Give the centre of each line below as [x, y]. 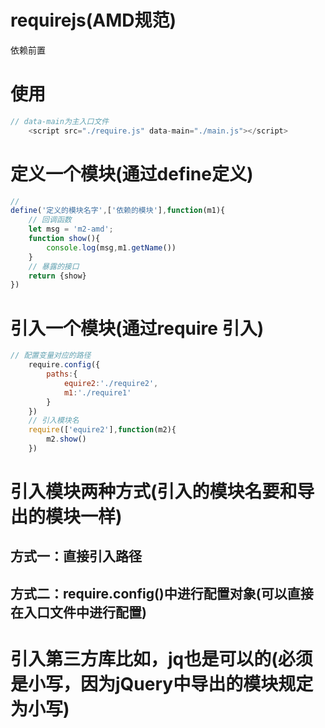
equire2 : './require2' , [111, 383]
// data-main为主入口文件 [60, 121]
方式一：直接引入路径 [76, 556]
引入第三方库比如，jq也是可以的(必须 [161, 659]
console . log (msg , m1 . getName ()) [111, 247]
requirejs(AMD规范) [93, 20]
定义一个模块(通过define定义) [132, 173]
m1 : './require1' [97, 392]
